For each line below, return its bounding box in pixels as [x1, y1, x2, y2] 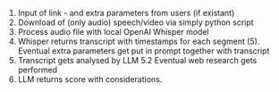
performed [17, 64, 58, 75]
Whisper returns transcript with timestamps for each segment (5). [17, 36, 260, 46]
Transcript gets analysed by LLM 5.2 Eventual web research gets [17, 55, 258, 65]
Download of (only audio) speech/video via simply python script [17, 17, 254, 28]
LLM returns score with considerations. [17, 74, 163, 84]
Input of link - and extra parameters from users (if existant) [17, 8, 235, 18]
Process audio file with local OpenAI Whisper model [17, 27, 209, 37]
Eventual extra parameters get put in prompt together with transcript [17, 46, 270, 56]
